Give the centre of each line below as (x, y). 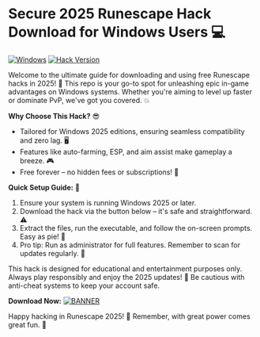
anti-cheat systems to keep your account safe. (84, 285)
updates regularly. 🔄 (52, 253)
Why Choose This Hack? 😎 (54, 116)
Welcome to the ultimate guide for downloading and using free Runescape (129, 75)
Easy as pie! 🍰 (42, 236)
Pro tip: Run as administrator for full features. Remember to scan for (130, 245)
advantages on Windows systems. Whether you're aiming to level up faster (130, 91)
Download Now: (35, 301)
